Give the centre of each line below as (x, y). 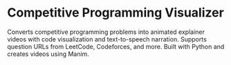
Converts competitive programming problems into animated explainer (106, 32)
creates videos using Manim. (48, 54)
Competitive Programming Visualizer (116, 13)
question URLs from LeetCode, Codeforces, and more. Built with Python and (116, 46)
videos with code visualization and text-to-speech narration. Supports (107, 39)
